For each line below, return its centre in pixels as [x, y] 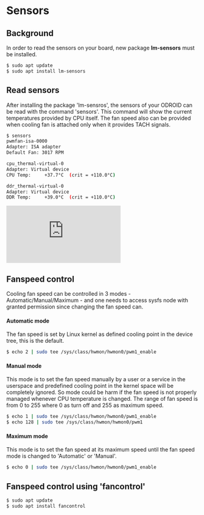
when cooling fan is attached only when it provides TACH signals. [89, 124]
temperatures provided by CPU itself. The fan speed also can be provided [99, 118]
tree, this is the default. [35, 341]
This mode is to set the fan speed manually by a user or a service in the [96, 379]
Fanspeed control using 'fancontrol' [76, 486]
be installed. [22, 54]
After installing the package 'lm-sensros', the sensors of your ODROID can [100, 105]
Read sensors [33, 90]
